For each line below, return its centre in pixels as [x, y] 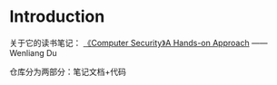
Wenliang [27, 52]
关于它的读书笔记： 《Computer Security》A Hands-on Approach [129, 42]
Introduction [57, 17]
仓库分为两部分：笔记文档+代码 [68, 71]
